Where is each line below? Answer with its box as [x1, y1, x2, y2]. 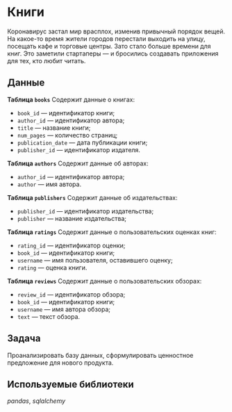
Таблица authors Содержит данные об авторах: [7, 159, 149, 167]
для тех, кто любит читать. [7, 56, 86, 65]
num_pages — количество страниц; [17, 131, 118, 139]
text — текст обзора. [17, 312, 81, 320]
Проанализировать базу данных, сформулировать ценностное [7, 351, 194, 359]
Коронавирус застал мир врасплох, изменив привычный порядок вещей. [7, 27, 226, 35]
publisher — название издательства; [17, 214, 127, 222]
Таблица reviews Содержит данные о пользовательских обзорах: [7, 277, 202, 285]
